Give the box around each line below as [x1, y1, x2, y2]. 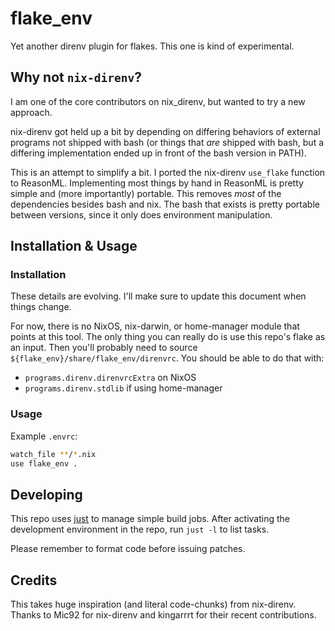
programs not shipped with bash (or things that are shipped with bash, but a [10, 136, 325, 148]
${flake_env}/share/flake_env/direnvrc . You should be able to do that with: [10, 352, 325, 364]
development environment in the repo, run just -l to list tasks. [10, 523, 270, 536]
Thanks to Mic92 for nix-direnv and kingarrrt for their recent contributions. [10, 609, 317, 621]
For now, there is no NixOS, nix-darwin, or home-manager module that [10, 320, 300, 332]
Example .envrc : [10, 430, 78, 442]
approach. [10, 106, 53, 118]
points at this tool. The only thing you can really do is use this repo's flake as [10, 331, 326, 343]
